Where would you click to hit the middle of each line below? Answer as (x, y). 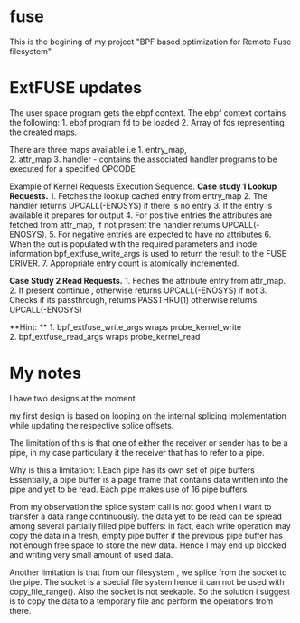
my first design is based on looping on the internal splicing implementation (148, 415)
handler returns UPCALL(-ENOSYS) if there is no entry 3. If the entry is (141, 205)
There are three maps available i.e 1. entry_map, (98, 149)
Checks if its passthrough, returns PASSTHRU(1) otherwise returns (133, 299)
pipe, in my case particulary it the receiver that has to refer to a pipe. (137, 452)
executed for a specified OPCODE (72, 168)
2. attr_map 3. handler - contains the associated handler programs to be (143, 159)
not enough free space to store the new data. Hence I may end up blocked (148, 545)
